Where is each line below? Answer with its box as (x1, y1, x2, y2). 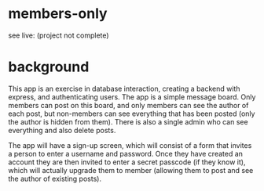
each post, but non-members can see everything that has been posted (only (8, 109, 255, 118)
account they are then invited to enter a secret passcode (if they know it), (8, 157, 246, 167)
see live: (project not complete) (8, 31, 109, 40)
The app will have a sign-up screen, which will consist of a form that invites (8, 140, 252, 150)
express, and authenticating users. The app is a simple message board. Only (8, 92, 256, 102)
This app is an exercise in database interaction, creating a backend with (8, 84, 240, 93)
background (8, 58, 90, 76)
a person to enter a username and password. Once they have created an (8, 149, 244, 158)
